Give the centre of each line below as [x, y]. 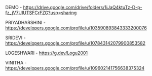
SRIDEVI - [16, 38]
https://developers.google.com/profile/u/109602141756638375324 [75, 68]
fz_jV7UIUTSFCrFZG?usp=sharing [41, 13]
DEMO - [14, 7]
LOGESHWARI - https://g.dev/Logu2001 [47, 53]
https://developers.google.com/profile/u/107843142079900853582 [75, 43]
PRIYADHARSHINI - [25, 23]
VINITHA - [16, 63]
